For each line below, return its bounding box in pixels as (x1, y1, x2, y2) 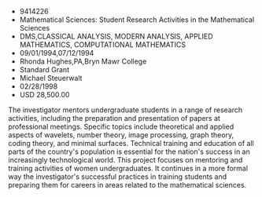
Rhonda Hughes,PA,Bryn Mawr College (19, 57, 147, 66)
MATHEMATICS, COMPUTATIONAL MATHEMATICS (19, 40, 186, 49)
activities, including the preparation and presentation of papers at (8, 114, 220, 122)
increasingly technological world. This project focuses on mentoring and (8, 155, 243, 164)
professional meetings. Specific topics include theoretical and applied (8, 122, 234, 131)
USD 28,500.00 (19, 90, 70, 99)
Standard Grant (19, 65, 69, 74)
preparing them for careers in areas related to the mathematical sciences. (8, 181, 247, 189)
